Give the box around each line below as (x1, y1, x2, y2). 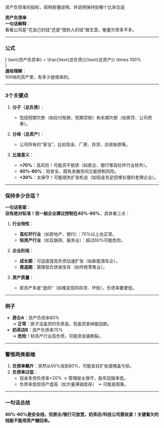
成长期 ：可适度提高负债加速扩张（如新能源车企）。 (19, 258, 121, 264)
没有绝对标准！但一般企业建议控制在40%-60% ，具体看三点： (5, 210, 130, 216)
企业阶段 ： (12, 247, 34, 253)
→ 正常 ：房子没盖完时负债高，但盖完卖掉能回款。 (12, 321, 112, 327)
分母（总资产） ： (12, 131, 45, 137)
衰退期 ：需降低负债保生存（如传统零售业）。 (19, 264, 107, 270)
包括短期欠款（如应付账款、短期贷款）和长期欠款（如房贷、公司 (19, 114, 148, 121)
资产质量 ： (12, 274, 34, 280)
